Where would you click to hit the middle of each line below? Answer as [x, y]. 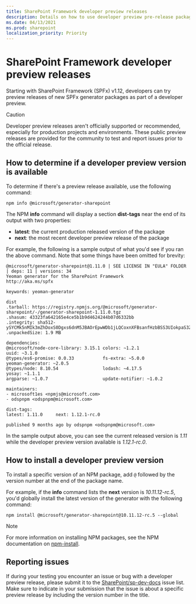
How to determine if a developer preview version [96, 163]
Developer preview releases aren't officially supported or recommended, [93, 126]
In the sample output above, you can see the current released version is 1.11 [97, 435]
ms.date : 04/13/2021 [31, 22]
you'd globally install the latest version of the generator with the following [94, 498]
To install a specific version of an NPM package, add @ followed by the [90, 474]
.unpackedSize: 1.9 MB [34, 332]
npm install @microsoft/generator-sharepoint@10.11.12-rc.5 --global [92, 515]
